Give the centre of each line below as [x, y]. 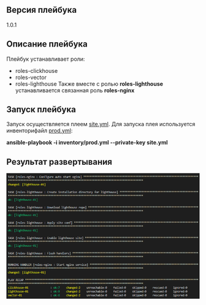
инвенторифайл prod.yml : [40, 130]
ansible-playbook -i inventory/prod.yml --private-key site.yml [87, 143]
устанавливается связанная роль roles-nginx [75, 90]
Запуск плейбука [41, 110]
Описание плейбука [47, 44]
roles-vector [31, 77]
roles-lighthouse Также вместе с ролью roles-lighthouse [89, 84]
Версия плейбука [42, 10]
